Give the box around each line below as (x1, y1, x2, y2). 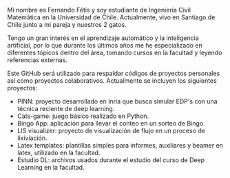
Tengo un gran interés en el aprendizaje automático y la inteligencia (7, 34, 200, 42)
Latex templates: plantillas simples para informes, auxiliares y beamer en (17, 141, 224, 149)
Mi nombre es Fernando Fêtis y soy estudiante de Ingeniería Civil (7, 6, 191, 14)
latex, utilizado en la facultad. (17, 148, 101, 157)
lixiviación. (17, 134, 48, 142)
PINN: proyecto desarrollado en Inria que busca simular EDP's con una (17, 97, 218, 106)
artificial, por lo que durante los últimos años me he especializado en (7, 41, 202, 49)
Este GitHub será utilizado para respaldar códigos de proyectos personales (7, 69, 220, 77)
